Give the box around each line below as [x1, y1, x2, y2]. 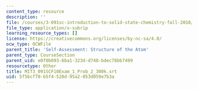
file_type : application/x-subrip [6, 25, 88, 31]
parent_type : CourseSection [6, 52, 75, 58]
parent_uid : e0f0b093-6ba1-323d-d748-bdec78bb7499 [6, 57, 133, 63]
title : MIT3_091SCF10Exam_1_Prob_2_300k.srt [6, 69, 117, 74]
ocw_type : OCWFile [6, 42, 51, 47]
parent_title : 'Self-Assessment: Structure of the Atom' [6, 47, 149, 53]
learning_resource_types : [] [6, 30, 78, 36]
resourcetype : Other [6, 63, 57, 69]
